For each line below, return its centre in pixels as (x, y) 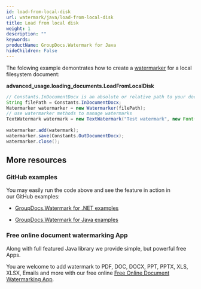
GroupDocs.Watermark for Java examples (66, 220)
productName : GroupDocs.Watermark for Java (61, 46)
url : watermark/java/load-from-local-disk (60, 17)
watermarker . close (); (33, 142)
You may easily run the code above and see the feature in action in (88, 190)
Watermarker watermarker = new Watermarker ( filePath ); (76, 108)
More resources (36, 160)
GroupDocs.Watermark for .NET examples (67, 208)
